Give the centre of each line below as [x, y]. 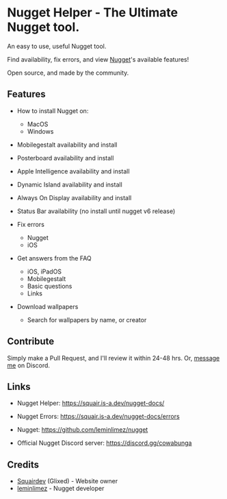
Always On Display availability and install [74, 197]
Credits [23, 464]
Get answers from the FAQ [54, 258]
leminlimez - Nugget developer [61, 489]
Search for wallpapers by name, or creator [87, 319]
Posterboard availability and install [65, 158]
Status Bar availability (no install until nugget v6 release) [96, 211]
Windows [40, 131]
